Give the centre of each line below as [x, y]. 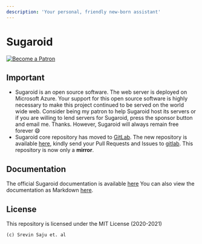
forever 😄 [28, 131]
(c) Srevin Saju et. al [36, 235]
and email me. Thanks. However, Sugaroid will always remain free [97, 124]
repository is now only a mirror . [54, 150]
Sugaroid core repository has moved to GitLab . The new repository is [101, 137]
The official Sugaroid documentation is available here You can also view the [100, 184]
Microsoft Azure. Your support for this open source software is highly [101, 99]
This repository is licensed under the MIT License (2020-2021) [84, 224]
